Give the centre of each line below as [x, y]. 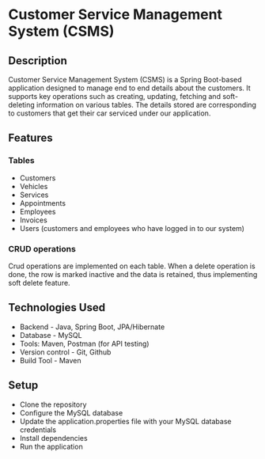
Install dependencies [54, 438]
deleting [22, 105]
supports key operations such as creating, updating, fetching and [115, 96]
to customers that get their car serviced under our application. [110, 113]
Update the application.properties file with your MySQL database [125, 421]
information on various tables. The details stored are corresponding [147, 105]
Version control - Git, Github [65, 352]
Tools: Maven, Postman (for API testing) [84, 343]
